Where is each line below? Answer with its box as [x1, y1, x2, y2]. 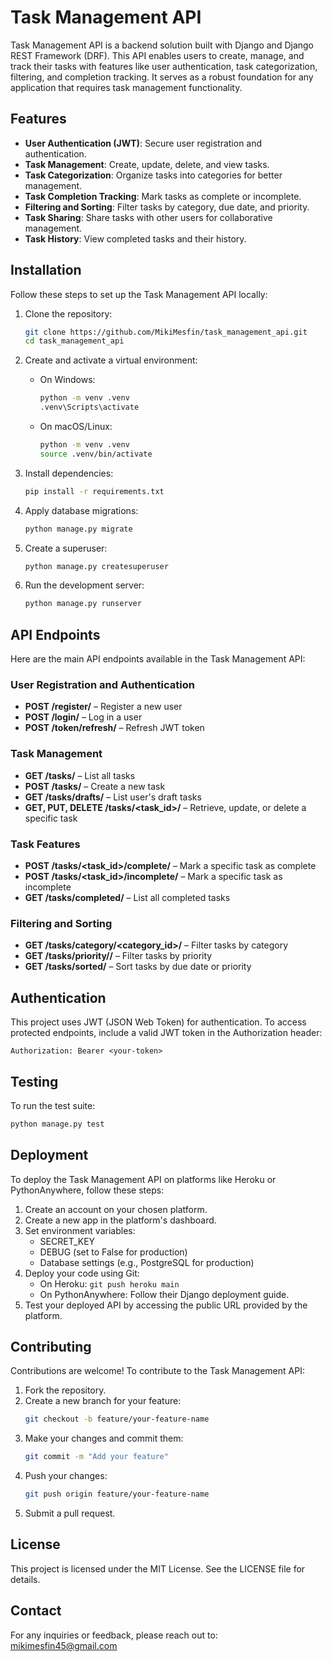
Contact [10, 1602, 62, 1620]
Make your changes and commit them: [24, 1432, 184, 1445]
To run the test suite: [10, 1099, 96, 1111]
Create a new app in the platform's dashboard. [24, 1214, 217, 1226]
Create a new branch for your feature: [24, 1395, 182, 1407]
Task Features [10, 837, 81, 851]
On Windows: [39, 374, 96, 386]
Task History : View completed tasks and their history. [24, 232, 247, 245]
